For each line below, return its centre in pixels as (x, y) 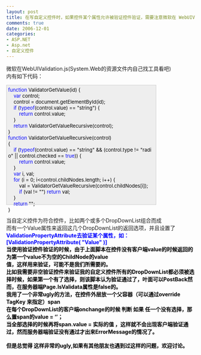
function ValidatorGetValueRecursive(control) (60, 138)
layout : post (22, 12)
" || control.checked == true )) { (46, 156)
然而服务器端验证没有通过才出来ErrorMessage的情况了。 (87, 332)
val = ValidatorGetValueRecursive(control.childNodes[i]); (83, 186)
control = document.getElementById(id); (60, 102)
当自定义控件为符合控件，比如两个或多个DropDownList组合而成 (84, 220)
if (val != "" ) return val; (45, 192)
